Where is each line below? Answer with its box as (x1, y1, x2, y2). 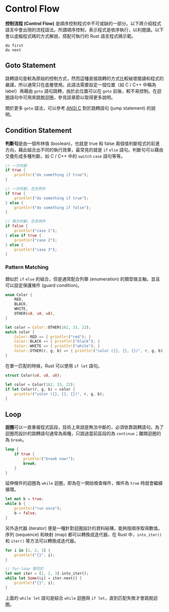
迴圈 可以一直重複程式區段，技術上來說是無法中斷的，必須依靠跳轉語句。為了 (5, 424, 164, 430)
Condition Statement (5, 126, 72, 135)
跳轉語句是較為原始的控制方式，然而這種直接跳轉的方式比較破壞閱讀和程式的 (5, 75, 164, 81)
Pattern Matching (5, 264, 49, 271)
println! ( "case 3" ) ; (14, 247, 57, 252)
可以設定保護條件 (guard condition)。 (5, 282, 82, 288)
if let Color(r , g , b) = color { (5, 387, 75, 392)
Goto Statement (5, 61, 56, 70)
